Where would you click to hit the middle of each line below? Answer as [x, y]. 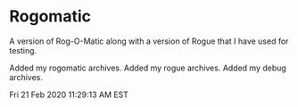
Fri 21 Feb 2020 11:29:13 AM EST [69, 95]
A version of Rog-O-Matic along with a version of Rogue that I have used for [149, 41]
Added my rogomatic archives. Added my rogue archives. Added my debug [148, 68]
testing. [23, 50]
